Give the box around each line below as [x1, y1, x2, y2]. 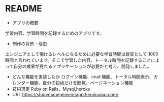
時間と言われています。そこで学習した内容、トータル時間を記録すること [5, 57, 151, 63]
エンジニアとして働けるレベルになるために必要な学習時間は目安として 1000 [5, 51, 159, 57]
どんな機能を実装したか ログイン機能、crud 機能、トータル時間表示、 [12, 74, 154, 79]
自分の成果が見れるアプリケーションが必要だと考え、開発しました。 [13, 63, 152, 69]
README [5, 3, 42, 14]
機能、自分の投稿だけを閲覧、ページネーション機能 [29, 79, 133, 86]
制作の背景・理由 [12, 40, 47, 47]
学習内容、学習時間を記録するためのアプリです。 [5, 30, 104, 36]
